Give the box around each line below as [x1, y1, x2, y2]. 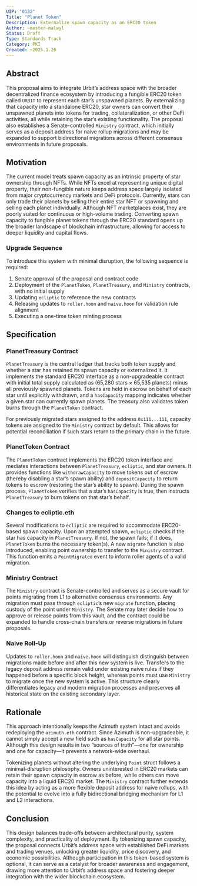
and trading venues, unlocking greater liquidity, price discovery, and [6, 848, 171, 855]
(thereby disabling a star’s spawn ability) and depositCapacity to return [6, 474, 178, 482]
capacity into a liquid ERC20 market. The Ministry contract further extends [6, 778, 188, 785]
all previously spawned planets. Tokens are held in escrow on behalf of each [6, 386, 192, 393]
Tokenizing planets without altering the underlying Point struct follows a [6, 759, 181, 766]
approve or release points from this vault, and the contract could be [6, 612, 170, 619]
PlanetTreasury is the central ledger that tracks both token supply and [6, 360, 176, 367]
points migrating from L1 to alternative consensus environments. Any [6, 593, 172, 600]
